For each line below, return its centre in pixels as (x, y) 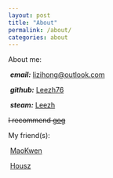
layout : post (29, 15)
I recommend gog (37, 120)
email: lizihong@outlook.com (57, 74)
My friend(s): (29, 136)
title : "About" (33, 23)
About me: (25, 60)
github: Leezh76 (37, 90)
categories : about (38, 37)
